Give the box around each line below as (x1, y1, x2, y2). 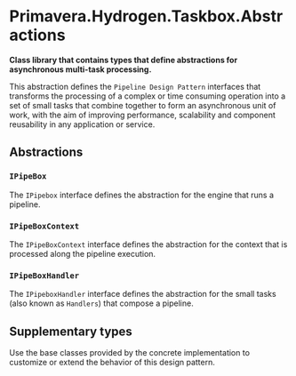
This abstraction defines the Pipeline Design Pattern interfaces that (9, 81, 261, 92)
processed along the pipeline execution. (9, 248, 156, 259)
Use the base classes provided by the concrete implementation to (9, 348, 251, 358)
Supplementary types (9, 324, 133, 339)
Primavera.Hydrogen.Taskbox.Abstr (9, 6, 284, 27)
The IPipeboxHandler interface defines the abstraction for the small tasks (9, 289, 277, 300)
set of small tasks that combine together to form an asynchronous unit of (9, 100, 276, 110)
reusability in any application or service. (9, 118, 156, 130)
